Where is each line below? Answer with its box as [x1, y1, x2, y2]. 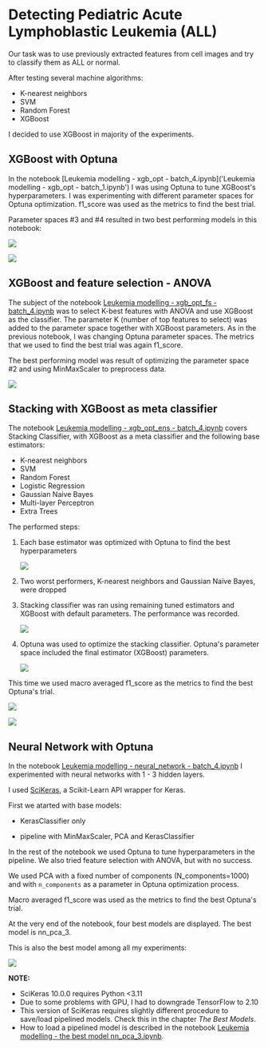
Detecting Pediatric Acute [8, 6, 183, 24]
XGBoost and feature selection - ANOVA [8, 276, 212, 290]
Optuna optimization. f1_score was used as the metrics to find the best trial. [8, 199, 256, 209]
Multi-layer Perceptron [19, 498, 94, 508]
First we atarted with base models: [8, 801, 122, 810]
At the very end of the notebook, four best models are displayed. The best [8, 919, 252, 928]
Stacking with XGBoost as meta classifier [8, 402, 218, 415]
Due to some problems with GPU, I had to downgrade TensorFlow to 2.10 [19, 997, 259, 1007]
